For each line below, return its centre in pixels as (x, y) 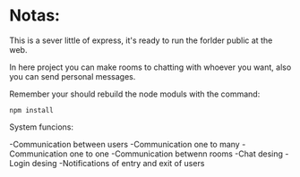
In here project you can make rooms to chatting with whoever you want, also (150, 67)
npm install (31, 110)
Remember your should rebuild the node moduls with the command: (135, 94)
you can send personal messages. (73, 76)
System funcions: (42, 127)
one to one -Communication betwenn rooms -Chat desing (176, 154)
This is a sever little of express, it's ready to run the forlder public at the (141, 40)
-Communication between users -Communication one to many (124, 144)
